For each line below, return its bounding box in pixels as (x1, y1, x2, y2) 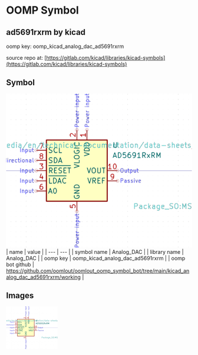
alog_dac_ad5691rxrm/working (6, 273, 81, 280)
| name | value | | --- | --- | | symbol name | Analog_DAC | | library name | (6, 248, 184, 255)
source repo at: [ (6, 54, 47, 61)
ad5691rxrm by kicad (6, 27, 86, 37)
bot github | (6, 261, 34, 268)
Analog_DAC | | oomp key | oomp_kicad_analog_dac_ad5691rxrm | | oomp (6, 254, 186, 262)
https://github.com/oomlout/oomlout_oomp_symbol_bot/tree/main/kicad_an (6, 267, 190, 274)
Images (6, 291, 34, 301)
